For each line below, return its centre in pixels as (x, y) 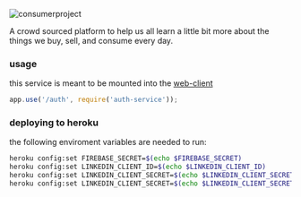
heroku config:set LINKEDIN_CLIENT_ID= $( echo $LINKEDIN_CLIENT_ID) (138, 167)
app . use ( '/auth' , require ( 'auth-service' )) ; (94, 100)
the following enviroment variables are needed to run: (108, 142)
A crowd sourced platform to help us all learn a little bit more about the (139, 31)
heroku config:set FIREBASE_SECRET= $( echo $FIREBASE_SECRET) (126, 158)
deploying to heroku (54, 123)
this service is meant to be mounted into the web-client (111, 83)
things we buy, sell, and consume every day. (91, 41)
